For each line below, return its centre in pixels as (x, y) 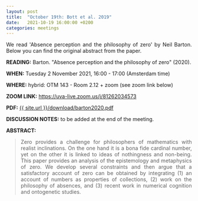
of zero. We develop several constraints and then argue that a (106, 167)
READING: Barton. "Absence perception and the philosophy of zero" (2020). (99, 62)
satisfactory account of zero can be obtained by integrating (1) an (106, 173)
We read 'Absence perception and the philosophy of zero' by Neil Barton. (99, 45)
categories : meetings (33, 28)
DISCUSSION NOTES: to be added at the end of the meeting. (80, 119)
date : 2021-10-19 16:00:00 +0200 (50, 22)
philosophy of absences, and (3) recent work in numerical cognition (106, 186)
